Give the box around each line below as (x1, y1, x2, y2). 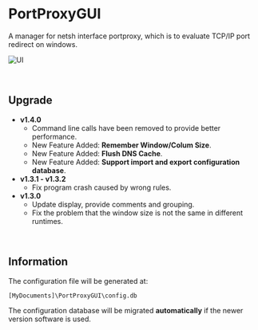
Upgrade (8, 93, 54, 108)
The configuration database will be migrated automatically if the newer (8, 305, 244, 315)
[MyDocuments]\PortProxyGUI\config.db (8, 292, 137, 300)
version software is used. (8, 314, 92, 324)
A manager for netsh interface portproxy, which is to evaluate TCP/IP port (8, 31, 250, 41)
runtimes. (31, 216, 64, 226)
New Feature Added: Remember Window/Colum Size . (31, 140, 212, 150)
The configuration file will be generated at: (8, 276, 149, 285)
